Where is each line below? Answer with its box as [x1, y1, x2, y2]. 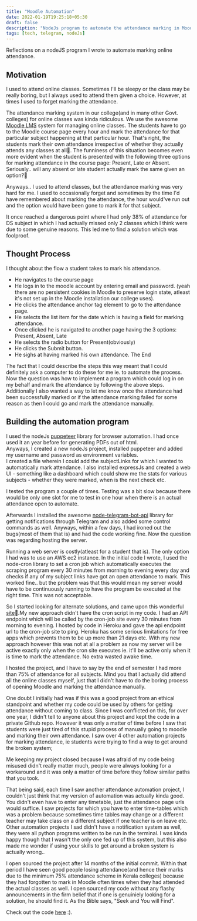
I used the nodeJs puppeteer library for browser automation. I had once [6, 433, 179, 440]
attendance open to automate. [6, 500, 79, 507]
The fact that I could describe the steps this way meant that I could [6, 362, 168, 369]
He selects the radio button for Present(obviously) [14, 339, 136, 346]
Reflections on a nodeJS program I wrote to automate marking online [6, 46, 173, 53]
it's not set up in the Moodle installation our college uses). [14, 294, 155, 302]
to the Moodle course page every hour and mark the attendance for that [6, 128, 180, 135]
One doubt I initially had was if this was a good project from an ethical [6, 694, 175, 701]
